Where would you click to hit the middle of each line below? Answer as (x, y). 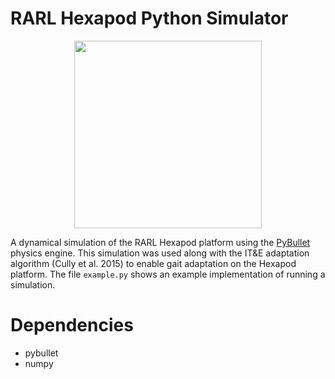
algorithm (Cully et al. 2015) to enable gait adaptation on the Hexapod (153, 263)
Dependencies (72, 325)
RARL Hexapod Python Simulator (149, 18)
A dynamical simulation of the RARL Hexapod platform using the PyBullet (160, 242)
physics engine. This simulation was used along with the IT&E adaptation (160, 253)
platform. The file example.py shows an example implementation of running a (168, 274)
